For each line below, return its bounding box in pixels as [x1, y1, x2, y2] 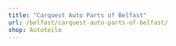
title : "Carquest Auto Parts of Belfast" [8, 11, 147, 19]
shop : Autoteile [8, 26, 62, 34]
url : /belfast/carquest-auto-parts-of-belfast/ [8, 19, 169, 27]
